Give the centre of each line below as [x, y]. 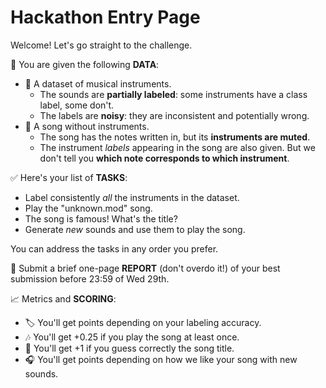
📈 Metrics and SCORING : [63, 298]
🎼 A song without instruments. [87, 126]
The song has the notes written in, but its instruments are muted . [175, 137]
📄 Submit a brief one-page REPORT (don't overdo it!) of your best [145, 268]
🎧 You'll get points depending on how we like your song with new [161, 359]
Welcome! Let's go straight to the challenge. [101, 45]
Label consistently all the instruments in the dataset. [132, 197]
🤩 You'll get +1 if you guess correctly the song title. [129, 348]
